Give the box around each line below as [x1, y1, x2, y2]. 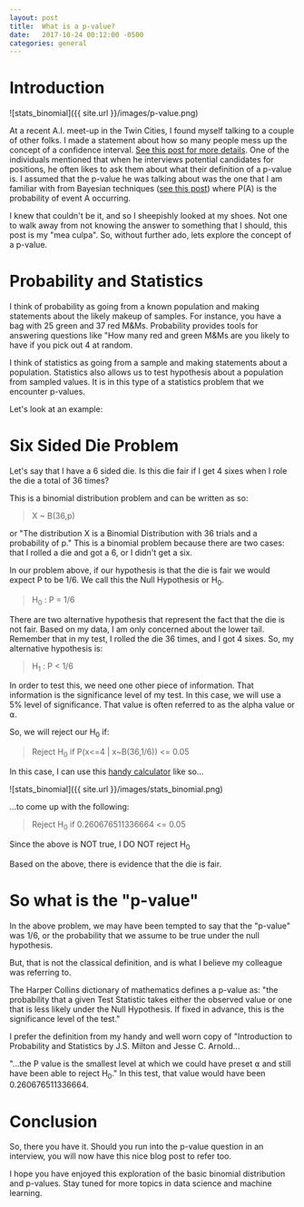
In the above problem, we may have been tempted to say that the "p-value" [9, 920, 291, 931]
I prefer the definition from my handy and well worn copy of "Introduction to [9, 1031, 293, 1042]
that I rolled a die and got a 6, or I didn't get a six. [9, 547, 193, 558]
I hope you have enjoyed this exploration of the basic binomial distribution [9, 1168, 286, 1180]
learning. [9, 1188, 43, 1199]
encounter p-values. [9, 387, 86, 397]
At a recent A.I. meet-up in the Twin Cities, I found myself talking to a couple [9, 125, 295, 136]
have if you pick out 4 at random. [9, 339, 133, 350]
